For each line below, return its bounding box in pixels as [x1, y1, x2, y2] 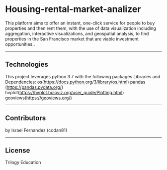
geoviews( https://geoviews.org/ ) [5, 95, 72, 101]
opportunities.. [5, 41, 35, 47]
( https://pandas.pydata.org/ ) [5, 84, 64, 90]
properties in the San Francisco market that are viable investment [5, 36, 139, 42]
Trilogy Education [5, 160, 41, 166]
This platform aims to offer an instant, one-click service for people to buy [5, 20, 155, 26]
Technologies [5, 60, 49, 69]
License [5, 146, 30, 155]
